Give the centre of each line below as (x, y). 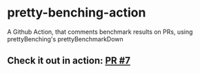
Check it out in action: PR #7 (69, 61)
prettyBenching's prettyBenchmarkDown (66, 39)
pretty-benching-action (77, 13)
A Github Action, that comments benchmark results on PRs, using (100, 32)
